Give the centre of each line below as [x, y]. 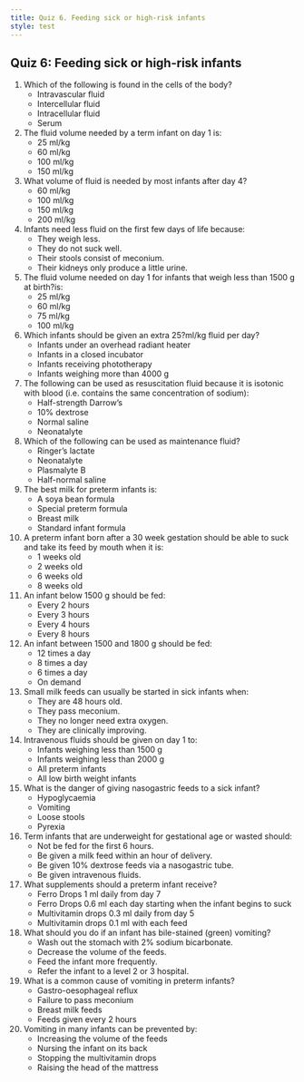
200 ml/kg [56, 219]
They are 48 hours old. [80, 702]
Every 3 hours [63, 615]
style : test [33, 26]
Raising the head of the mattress [98, 1067]
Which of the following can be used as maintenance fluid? [132, 442]
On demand [59, 682]
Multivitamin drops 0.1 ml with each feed [112, 923]
